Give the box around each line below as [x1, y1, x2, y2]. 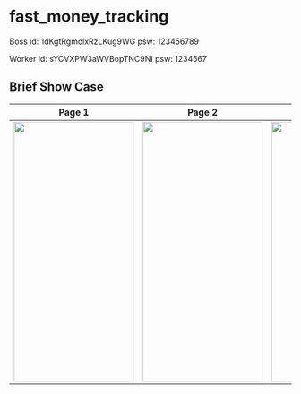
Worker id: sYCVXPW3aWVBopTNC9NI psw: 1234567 [9, 53, 208, 64]
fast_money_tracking [9, 6, 169, 27]
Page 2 [187, 106, 218, 118]
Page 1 [58, 106, 90, 118]
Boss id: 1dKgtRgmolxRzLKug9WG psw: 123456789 [9, 36, 200, 47]
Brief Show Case [9, 79, 105, 95]
